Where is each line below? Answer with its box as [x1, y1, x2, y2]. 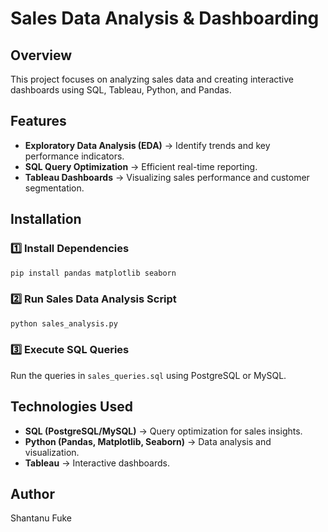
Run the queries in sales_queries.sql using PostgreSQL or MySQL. [10, 369, 287, 381]
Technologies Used [10, 398, 133, 416]
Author [10, 486, 55, 503]
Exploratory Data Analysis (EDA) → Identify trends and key [24, 139, 271, 151]
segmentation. [24, 182, 85, 194]
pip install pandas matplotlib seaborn [10, 268, 177, 278]
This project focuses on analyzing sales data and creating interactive [10, 73, 295, 85]
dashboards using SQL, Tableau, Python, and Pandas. [10, 84, 232, 96]
